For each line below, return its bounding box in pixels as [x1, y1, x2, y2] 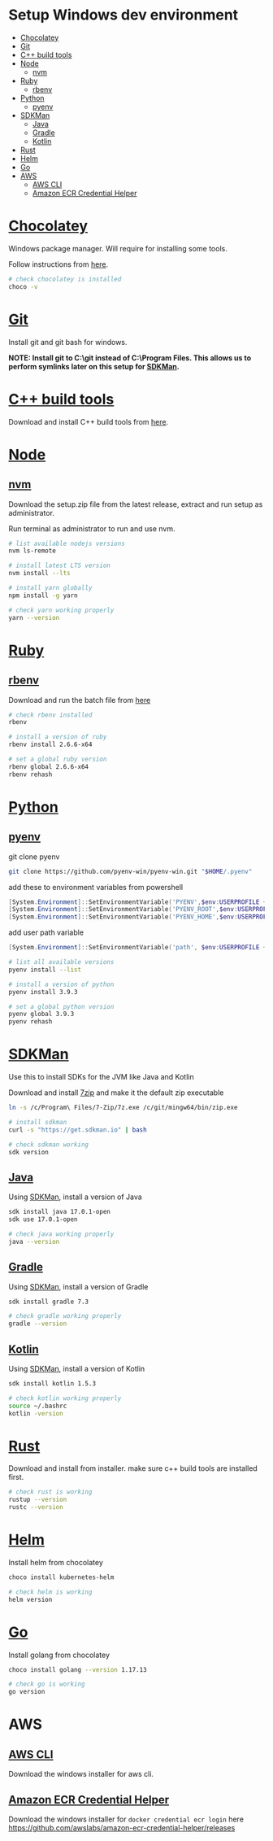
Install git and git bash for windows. [8, 337, 128, 347]
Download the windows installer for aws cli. [8, 1769, 154, 1779]
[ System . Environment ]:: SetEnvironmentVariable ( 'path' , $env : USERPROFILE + [8, 944, 267, 952]
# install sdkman [8, 1118, 67, 1126]
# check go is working [8, 1680, 85, 1689]
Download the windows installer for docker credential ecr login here [8, 1814, 244, 1824]
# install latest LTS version [8, 561, 111, 570]
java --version [8, 1237, 60, 1246]
